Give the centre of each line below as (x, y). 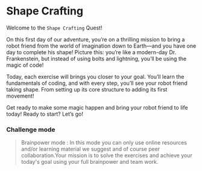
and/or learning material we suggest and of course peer (90, 149)
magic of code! (25, 65)
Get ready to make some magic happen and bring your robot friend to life (97, 107)
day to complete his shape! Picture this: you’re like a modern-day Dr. (91, 52)
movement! (20, 96)
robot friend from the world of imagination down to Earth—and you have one (101, 46)
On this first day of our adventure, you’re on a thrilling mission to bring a (96, 39)
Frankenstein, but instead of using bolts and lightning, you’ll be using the (96, 58)
